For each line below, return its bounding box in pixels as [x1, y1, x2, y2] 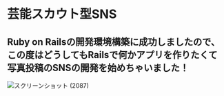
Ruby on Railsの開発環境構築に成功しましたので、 [7, 36, 221, 48]
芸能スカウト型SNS [7, 6, 117, 22]
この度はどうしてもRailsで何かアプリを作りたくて [7, 49, 218, 61]
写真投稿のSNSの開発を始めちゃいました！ [7, 61, 190, 73]
